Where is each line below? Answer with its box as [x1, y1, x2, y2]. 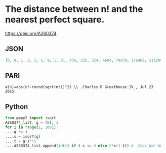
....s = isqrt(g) [5, 134, 41, 139]
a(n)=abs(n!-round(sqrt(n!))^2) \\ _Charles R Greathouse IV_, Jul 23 [5, 85, 154, 90]
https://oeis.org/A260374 [5, 30, 57, 36]
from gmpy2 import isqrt [5, 115, 56, 121]
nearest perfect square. [5, 14, 105, 25]
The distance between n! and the [5, 3, 143, 15]
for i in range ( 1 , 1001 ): [5, 125, 58, 130]
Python [5, 102, 28, 111]
